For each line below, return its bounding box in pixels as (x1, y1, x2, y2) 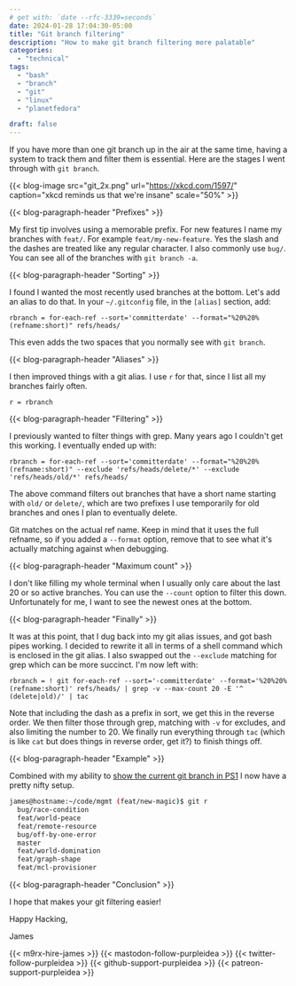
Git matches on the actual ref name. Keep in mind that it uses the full (9, 525, 260, 536)
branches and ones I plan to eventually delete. (9, 507, 178, 518)
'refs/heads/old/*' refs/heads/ (9, 473, 129, 482)
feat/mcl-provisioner (17, 863, 97, 872)
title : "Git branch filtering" (9, 29, 125, 38)
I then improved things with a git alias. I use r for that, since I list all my (9, 371, 267, 382)
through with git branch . (9, 163, 100, 174)
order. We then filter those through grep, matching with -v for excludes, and (9, 717, 286, 728)
